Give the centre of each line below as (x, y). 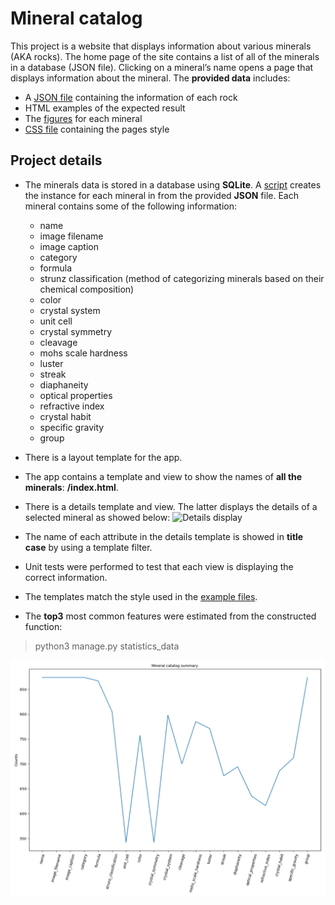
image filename (71, 236)
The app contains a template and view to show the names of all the (163, 476)
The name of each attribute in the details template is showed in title (164, 536)
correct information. (66, 577)
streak (53, 374)
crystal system (70, 310)
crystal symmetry (76, 331)
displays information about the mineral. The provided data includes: (150, 78)
